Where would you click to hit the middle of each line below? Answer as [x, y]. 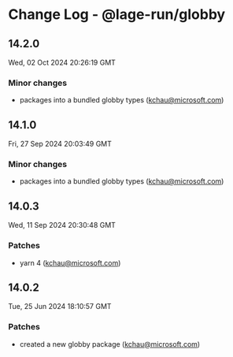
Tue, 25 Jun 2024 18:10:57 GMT [60, 307]
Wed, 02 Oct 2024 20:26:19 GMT [62, 62]
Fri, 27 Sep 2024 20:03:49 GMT [60, 144]
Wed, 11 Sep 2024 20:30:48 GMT [62, 225]
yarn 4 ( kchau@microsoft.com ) [70, 262]
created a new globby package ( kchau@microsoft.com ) [110, 344]
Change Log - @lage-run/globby [117, 15]
